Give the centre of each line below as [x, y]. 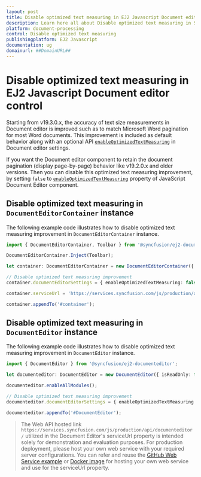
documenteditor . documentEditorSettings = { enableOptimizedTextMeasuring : [101, 402]
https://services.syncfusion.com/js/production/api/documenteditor [106, 430]
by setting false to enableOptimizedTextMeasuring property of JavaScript [96, 178]
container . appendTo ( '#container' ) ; [51, 304]
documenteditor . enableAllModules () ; [52, 386]
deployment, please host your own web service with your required [102, 448]
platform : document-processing [45, 28]
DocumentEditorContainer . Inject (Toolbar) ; [60, 256]
